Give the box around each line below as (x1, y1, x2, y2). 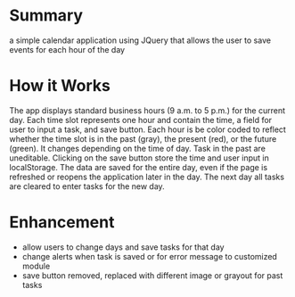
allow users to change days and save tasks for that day (21, 242, 225, 252)
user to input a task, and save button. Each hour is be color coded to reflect (9, 124, 287, 135)
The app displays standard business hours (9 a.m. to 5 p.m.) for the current (9, 104, 285, 116)
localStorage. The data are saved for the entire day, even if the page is (9, 161, 268, 172)
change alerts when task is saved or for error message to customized (21, 251, 278, 261)
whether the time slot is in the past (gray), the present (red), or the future (9, 133, 277, 144)
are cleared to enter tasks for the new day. (9, 180, 165, 192)
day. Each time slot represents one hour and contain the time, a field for (9, 114, 273, 125)
